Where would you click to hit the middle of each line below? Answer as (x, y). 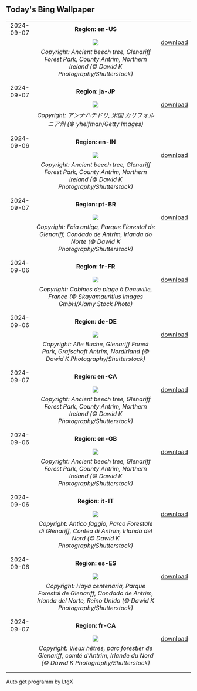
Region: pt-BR (96, 204)
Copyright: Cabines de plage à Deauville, (96, 289)
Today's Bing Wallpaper (50, 10)
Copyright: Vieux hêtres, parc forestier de (96, 648)
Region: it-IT (96, 501)
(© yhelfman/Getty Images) (105, 124)
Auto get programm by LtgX (40, 682)
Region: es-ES (96, 563)
